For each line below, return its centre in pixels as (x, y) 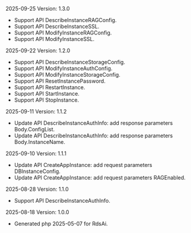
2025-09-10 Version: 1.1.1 (36, 153)
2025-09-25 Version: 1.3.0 (38, 9)
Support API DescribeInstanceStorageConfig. (70, 62)
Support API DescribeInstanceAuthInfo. (62, 201)
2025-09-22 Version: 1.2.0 (38, 51)
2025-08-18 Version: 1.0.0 (37, 212)
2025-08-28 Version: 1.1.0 (37, 189)
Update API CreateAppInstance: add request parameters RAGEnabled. (100, 177)
